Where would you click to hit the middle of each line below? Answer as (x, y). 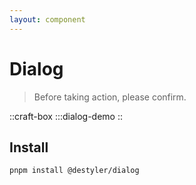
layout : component (47, 19)
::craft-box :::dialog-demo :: (66, 116)
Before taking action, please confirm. (110, 97)
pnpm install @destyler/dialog (74, 171)
